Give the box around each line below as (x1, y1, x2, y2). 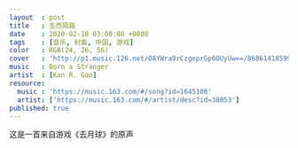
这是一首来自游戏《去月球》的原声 (9, 129, 134, 140)
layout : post (9, 12, 66, 22)
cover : (9, 54, 46, 63)
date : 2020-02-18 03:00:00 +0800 (9, 29, 149, 38)
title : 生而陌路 (9, 21, 76, 30)
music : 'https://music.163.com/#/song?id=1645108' (17, 87, 213, 96)
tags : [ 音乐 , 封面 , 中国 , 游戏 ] (9, 37, 135, 47)
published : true (9, 104, 69, 113)
